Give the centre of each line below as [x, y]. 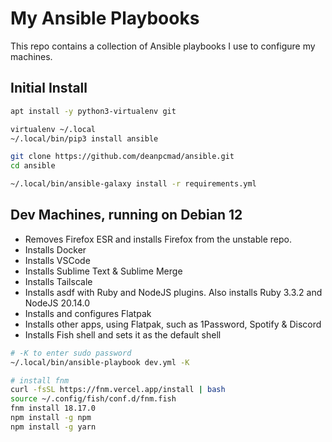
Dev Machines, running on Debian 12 [126, 215]
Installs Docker [55, 249]
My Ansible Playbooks [105, 18]
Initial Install [49, 88]
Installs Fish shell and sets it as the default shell [123, 334]
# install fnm [40, 380]
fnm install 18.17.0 [53, 408]
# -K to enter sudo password [71, 353]
